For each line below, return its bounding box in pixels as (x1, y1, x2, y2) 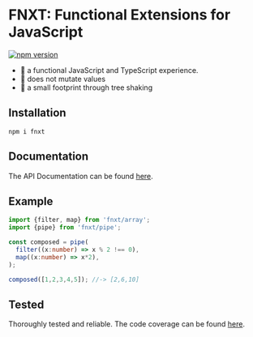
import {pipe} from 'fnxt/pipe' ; (8, 224, 122, 232)
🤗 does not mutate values (19, 74, 106, 83)
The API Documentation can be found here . (8, 171, 154, 181)
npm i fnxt (8, 127, 45, 135)
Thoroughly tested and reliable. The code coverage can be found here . (8, 319, 246, 329)
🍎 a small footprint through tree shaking (19, 83, 152, 92)
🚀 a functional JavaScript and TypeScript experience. (19, 65, 199, 75)
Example (8, 194, 54, 208)
